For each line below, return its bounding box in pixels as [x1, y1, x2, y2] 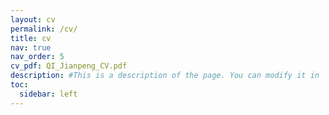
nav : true [10, 42, 52, 53]
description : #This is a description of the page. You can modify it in [10, 71, 320, 81]
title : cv [10, 33, 52, 43]
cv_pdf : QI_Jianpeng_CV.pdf [10, 61, 128, 71]
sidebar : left [19, 89, 78, 99]
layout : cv [10, 14, 56, 25]
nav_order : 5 [10, 52, 65, 62]
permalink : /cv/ [10, 24, 78, 34]
